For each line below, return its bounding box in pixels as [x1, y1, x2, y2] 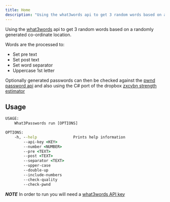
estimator [5, 88, 25, 94]
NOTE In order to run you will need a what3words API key [5, 191, 125, 197]
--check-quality [23, 177, 58, 182]
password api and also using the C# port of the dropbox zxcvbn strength [5, 82, 157, 89]
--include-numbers [23, 172, 62, 178]
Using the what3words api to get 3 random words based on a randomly [5, 26, 154, 32]
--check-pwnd [23, 182, 51, 187]
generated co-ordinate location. [5, 31, 72, 38]
